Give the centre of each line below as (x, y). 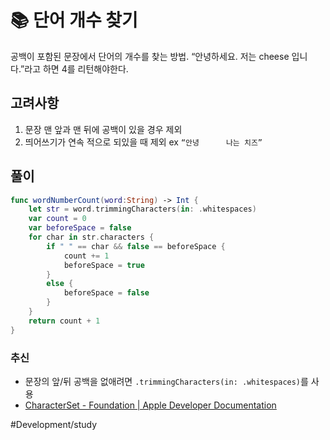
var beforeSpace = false (80, 228)
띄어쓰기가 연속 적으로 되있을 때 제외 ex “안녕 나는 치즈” (143, 142)
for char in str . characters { (91, 237)
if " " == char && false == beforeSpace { (136, 246)
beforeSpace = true (104, 265)
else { (60, 284)
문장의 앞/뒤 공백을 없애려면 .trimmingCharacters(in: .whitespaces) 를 (166, 381)
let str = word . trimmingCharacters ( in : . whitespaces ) (142, 209)
